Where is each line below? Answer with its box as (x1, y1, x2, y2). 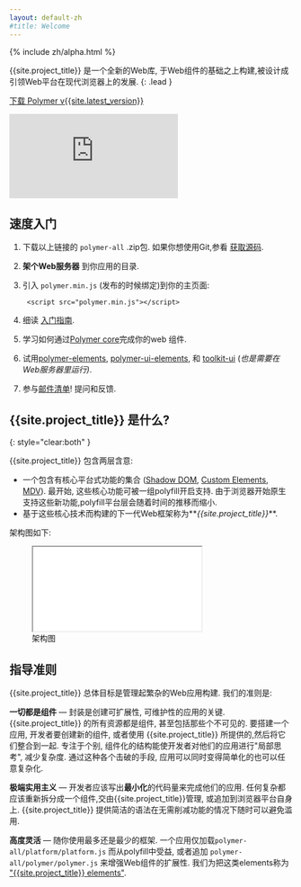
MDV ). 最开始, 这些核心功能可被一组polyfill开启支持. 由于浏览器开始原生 (22, 486, 287, 497)
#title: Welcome (9, 22, 70, 31)
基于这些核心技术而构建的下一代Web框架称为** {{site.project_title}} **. (22, 508, 279, 519)
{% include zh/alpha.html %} (9, 46, 116, 57)
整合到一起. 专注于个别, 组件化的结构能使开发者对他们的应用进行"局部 (16, 739, 274, 751)
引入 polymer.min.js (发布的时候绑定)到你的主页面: (22, 280, 210, 291)
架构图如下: (9, 527, 52, 538)
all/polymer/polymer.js (9, 858, 99, 868)
